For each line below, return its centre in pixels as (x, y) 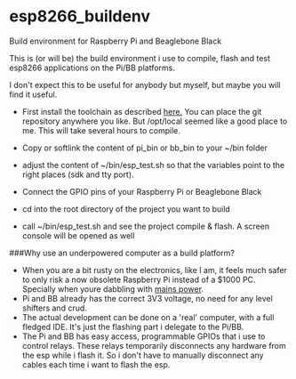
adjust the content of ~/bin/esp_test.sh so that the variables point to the (153, 165)
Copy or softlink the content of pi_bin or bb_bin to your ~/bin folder (145, 148)
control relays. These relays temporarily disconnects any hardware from (154, 345)
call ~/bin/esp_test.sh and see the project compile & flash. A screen (145, 226)
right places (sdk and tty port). (78, 174)
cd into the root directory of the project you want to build (126, 209)
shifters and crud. (54, 308)
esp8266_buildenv (80, 16)
